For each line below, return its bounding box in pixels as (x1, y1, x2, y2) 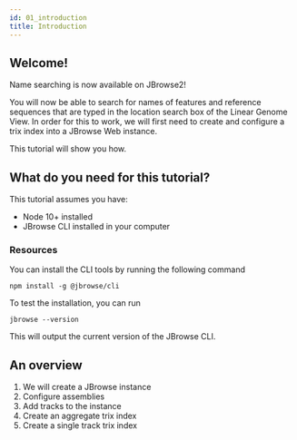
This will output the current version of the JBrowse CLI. (9, 331, 216, 342)
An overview (9, 357, 84, 373)
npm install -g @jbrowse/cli (9, 282, 120, 291)
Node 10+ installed (22, 211, 94, 222)
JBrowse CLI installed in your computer (22, 221, 171, 232)
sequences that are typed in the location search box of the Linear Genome (9, 106, 288, 118)
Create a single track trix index (22, 420, 138, 431)
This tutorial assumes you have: (9, 194, 129, 205)
